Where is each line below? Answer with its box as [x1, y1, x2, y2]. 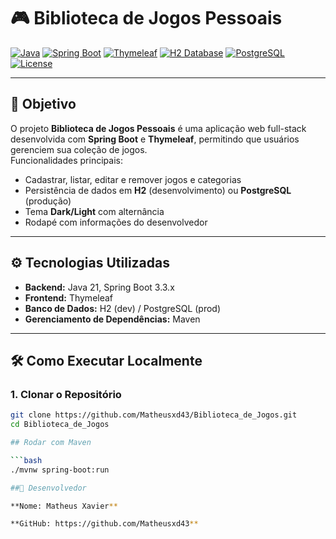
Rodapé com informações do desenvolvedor [24, 216, 208, 228]
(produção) [24, 195, 72, 207]
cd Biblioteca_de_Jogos [10, 420, 110, 430]
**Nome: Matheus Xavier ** [10, 501, 118, 511]
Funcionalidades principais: [10, 154, 123, 166]
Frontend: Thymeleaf [24, 291, 114, 304]
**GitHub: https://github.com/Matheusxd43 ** [10, 519, 199, 529]
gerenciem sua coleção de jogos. [10, 143, 148, 155]
